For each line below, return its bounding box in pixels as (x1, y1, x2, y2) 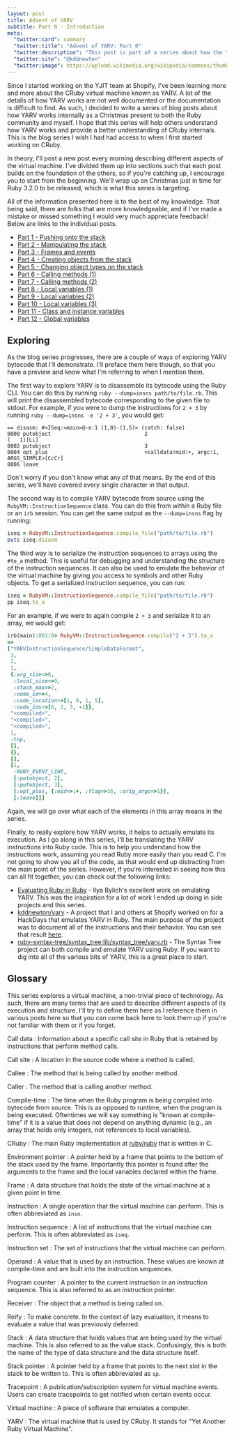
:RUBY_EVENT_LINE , (13, 768, 68, 775)
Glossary (7, 973, 47, 985)
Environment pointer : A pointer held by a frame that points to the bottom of (7, 1152, 224, 1161)
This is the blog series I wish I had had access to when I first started (7, 133, 203, 142)
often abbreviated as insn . (7, 1209, 82, 1218)
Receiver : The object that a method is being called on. (7, 1298, 164, 1308)
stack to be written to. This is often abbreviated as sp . (7, 1369, 161, 1377)
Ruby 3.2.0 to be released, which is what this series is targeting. (7, 183, 191, 192)
